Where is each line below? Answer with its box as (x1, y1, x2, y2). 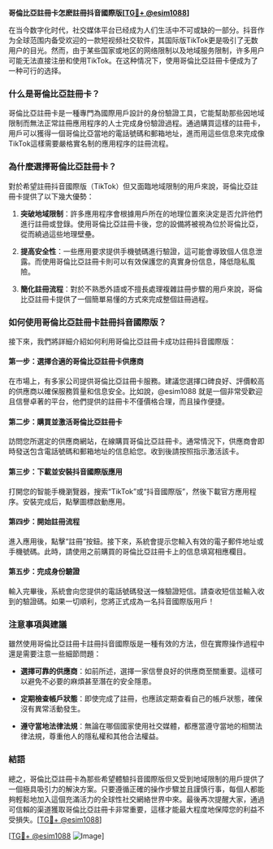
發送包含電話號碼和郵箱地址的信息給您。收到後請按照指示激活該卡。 (15, 447, 244, 457)
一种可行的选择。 (8, 66, 66, 76)
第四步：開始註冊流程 (8, 517, 80, 527)
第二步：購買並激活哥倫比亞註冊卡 (8, 417, 123, 427)
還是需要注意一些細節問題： (8, 649, 102, 659)
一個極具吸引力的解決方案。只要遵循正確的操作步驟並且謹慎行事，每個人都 (8, 784, 258, 794)
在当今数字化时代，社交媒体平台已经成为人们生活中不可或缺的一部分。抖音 (8, 25, 258, 35)
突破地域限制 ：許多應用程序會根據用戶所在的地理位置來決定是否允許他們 (19, 208, 262, 218)
